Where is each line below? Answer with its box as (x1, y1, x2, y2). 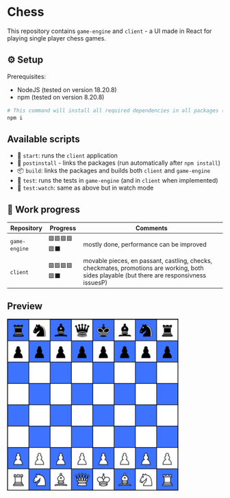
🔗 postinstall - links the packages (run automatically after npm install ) (16, 159, 221, 167)
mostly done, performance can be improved (83, 240, 207, 249)
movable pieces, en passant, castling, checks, (83, 257, 213, 265)
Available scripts (7, 133, 80, 145)
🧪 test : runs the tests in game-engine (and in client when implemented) (16, 177, 218, 185)
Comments (136, 224, 168, 232)
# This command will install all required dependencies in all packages (7, 107, 219, 114)
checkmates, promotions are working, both (83, 264, 204, 272)
